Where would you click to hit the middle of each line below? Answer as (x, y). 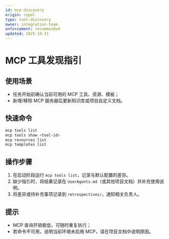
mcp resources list (26, 140)
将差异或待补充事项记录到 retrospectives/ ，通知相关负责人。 (77, 194)
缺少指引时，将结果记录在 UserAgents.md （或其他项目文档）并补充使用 (86, 181)
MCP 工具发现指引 (44, 61)
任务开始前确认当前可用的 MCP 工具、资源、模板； (66, 94)
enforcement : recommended (33, 29)
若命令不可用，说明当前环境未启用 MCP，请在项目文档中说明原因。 (83, 231)
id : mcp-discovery (25, 10)
